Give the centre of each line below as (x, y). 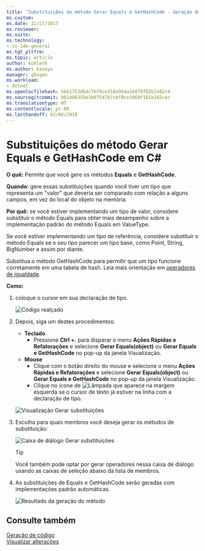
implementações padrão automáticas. (63, 489)
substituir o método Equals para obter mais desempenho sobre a (88, 218)
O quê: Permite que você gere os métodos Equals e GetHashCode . (91, 174)
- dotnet (17, 86)
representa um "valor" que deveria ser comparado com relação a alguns (97, 193)
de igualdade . (23, 274)
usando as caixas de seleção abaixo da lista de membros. (88, 471)
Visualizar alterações (33, 542)
